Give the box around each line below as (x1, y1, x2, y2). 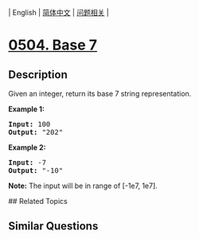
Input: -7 (8, 159, 46, 167)
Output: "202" (8, 127, 64, 136)
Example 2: (8, 143, 46, 152)
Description (8, 68, 68, 81)
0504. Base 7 (8, 36, 98, 54)
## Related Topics (8, 197, 68, 206)
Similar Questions (8, 219, 99, 233)
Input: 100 (8, 119, 51, 128)
